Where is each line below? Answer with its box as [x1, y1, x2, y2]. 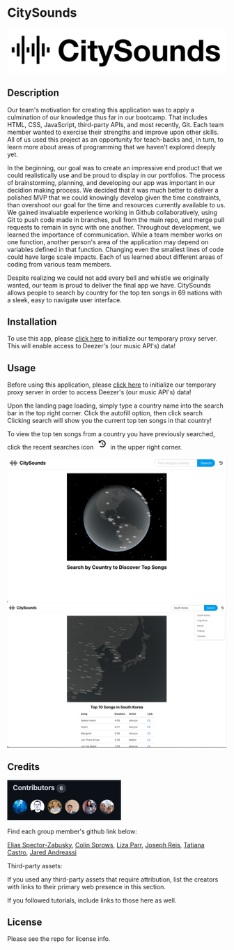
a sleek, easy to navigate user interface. [7, 295, 122, 304]
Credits [7, 761, 40, 773]
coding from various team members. [7, 260, 112, 268]
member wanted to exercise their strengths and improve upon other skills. [7, 128, 219, 136]
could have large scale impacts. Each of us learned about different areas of [7, 253, 223, 261]
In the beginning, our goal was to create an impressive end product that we [7, 163, 223, 172]
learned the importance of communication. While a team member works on [7, 230, 223, 239]
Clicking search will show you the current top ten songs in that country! [7, 417, 212, 425]
